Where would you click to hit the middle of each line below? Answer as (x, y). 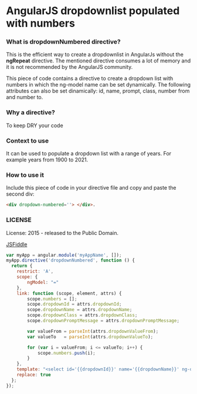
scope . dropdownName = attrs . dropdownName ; (80, 310)
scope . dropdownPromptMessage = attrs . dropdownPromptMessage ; (103, 321)
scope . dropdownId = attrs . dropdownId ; (74, 304)
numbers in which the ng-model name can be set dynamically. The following (98, 85)
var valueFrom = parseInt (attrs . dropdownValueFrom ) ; (93, 331)
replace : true (34, 375)
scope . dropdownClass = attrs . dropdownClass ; (82, 315)
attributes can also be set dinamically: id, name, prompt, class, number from (98, 91)
